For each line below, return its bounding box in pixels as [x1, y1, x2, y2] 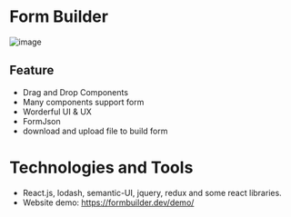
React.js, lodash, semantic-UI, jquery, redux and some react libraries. [22, 187, 282, 198]
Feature [9, 63, 55, 78]
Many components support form [22, 96, 145, 107]
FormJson [22, 115, 61, 126]
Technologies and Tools [9, 157, 194, 178]
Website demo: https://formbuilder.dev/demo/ [22, 197, 195, 208]
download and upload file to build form [22, 125, 168, 136]
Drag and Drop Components [22, 86, 129, 97]
